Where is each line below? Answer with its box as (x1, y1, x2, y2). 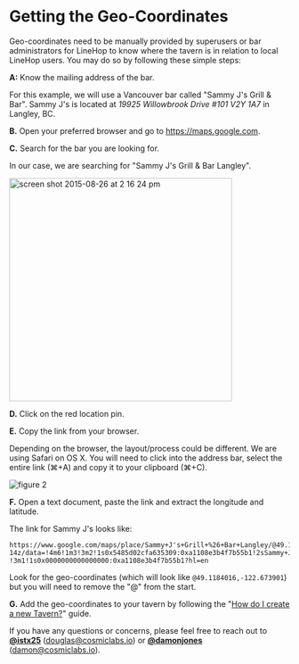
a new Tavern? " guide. (9, 608, 92, 618)
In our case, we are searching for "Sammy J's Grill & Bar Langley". (9, 160, 252, 170)
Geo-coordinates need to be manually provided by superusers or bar (9, 36, 262, 46)
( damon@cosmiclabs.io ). (9, 644, 101, 655)
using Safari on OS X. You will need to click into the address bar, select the (9, 452, 283, 463)
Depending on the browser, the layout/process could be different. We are (9, 443, 278, 453)
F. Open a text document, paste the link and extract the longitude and (9, 496, 264, 507)
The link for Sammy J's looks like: (9, 523, 133, 534)
